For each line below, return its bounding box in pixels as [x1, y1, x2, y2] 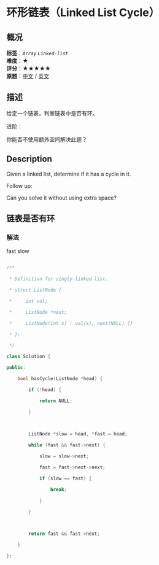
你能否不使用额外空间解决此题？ [6, 136, 87, 143]
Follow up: [6, 182, 33, 189]
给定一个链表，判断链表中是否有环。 [6, 109, 98, 117]
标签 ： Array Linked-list [6, 50, 69, 56]
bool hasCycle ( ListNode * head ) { [17, 376, 103, 382]
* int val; [9, 298, 48, 304]
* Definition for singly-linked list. [9, 276, 109, 282]
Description [6, 154, 52, 165]
